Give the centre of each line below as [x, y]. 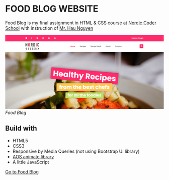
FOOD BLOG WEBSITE [52, 9]
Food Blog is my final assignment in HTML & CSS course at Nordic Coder [81, 23]
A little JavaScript [31, 162]
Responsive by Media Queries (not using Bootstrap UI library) [76, 151]
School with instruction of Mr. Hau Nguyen [49, 28]
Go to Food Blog [22, 171]
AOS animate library [33, 156]
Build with [21, 128]
